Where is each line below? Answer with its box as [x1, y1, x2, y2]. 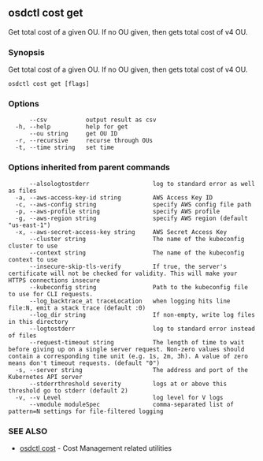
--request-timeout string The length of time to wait [28, 338, 245, 346]
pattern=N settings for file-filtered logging [8, 407, 164, 415]
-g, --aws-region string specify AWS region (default [15, 214, 248, 222]
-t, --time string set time [15, 143, 114, 152]
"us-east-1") [8, 221, 51, 229]
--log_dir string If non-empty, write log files [28, 310, 256, 318]
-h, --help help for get [15, 123, 128, 131]
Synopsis [8, 46, 45, 58]
